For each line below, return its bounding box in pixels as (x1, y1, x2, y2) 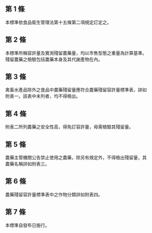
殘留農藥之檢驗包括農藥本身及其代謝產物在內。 (5, 56, 103, 62)
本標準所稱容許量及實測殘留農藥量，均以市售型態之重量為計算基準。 (5, 50, 147, 56)
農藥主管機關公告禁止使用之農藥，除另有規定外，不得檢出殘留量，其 (5, 154, 147, 161)
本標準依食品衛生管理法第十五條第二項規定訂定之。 (5, 19, 112, 25)
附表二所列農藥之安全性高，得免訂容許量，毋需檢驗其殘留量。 (5, 124, 134, 130)
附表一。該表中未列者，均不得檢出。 (5, 93, 81, 99)
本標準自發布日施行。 (5, 222, 49, 228)
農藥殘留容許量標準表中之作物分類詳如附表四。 (5, 191, 103, 198)
